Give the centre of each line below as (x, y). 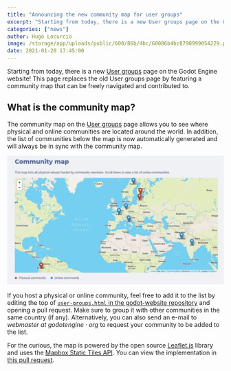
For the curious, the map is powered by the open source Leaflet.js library (110, 346)
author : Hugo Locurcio (40, 36)
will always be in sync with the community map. (75, 146)
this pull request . (31, 360)
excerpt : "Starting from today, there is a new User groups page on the (113, 22)
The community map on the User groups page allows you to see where (108, 124)
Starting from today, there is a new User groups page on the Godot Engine (112, 71)
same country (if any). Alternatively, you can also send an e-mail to (102, 317)
